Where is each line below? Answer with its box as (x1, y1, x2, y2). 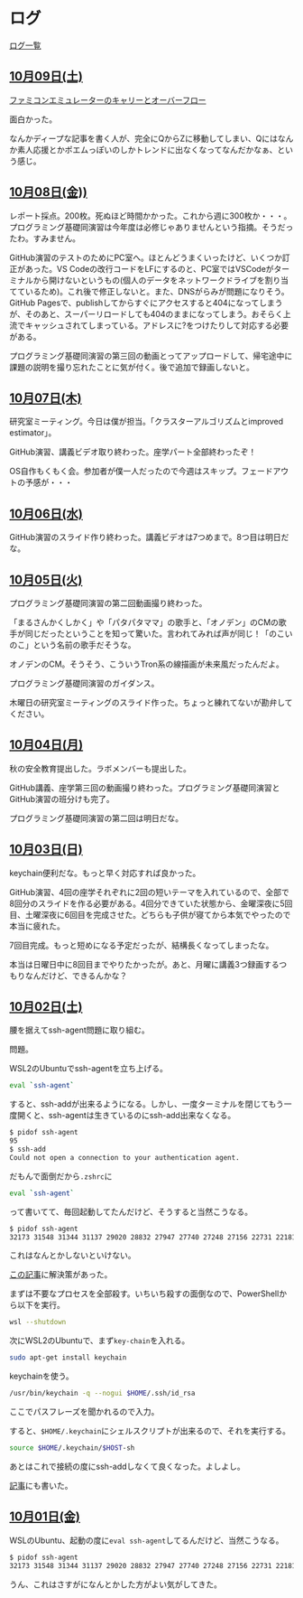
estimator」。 (9, 427, 57, 438)
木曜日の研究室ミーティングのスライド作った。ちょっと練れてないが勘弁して (9, 697, 293, 707)
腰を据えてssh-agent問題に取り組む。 (9, 1024, 151, 1035)
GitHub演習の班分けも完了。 (9, 793, 115, 804)
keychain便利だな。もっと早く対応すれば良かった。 (9, 867, 201, 878)
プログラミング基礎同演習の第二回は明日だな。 (9, 812, 183, 823)
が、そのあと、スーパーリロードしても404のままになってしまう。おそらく (9, 308, 284, 319)
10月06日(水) (9, 506, 83, 521)
